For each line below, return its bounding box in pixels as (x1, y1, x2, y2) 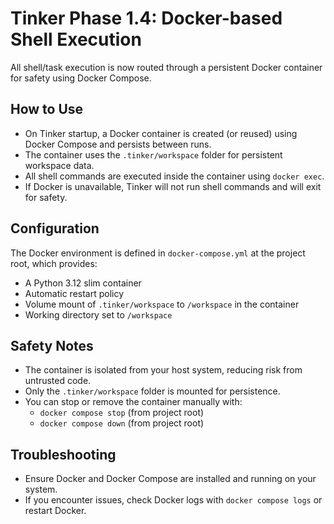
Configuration (10, 220, 100, 237)
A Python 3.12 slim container (24, 277, 142, 289)
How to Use (10, 101, 84, 118)
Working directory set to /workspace (24, 308, 173, 321)
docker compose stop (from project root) (39, 407, 205, 419)
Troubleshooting (10, 446, 117, 463)
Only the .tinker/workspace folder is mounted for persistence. (24, 385, 281, 397)
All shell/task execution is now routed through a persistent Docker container (10, 61, 323, 73)
